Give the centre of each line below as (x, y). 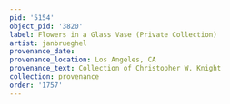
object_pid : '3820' (46, 26)
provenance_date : (42, 52)
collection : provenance (55, 77)
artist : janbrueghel (49, 43)
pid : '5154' (32, 18)
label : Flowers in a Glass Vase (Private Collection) (114, 34)
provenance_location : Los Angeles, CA (83, 60)
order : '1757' (36, 85)
